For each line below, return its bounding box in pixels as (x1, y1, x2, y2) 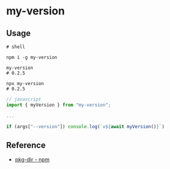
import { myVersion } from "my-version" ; (6, 102, 111, 108)
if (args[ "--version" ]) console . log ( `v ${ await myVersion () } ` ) (6, 123, 165, 129)
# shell (6, 44, 26, 50)
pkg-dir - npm (14, 156, 50, 163)
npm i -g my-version (6, 55, 58, 61)
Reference (6, 140, 46, 150)
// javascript (6, 96, 42, 102)
